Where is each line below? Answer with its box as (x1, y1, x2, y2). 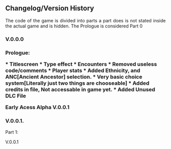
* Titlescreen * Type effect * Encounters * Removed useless (5, 61, 157, 68)
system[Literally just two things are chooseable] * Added (5, 80, 150, 87)
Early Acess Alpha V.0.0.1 (5, 104, 70, 111)
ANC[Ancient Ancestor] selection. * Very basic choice (5, 73, 142, 81)
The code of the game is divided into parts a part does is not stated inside (5, 17, 166, 23)
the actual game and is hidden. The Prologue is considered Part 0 (5, 23, 143, 29)
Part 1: (5, 129, 19, 135)
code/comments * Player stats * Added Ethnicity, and (5, 67, 140, 74)
